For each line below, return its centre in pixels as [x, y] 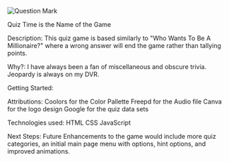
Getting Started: [31, 88]
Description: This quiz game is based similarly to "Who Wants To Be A [109, 38]
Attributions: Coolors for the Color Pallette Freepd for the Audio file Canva [115, 101]
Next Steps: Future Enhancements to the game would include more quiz [112, 136]
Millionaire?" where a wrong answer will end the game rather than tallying [114, 45]
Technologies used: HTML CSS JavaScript [69, 123]
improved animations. [39, 151]
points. [17, 53]
